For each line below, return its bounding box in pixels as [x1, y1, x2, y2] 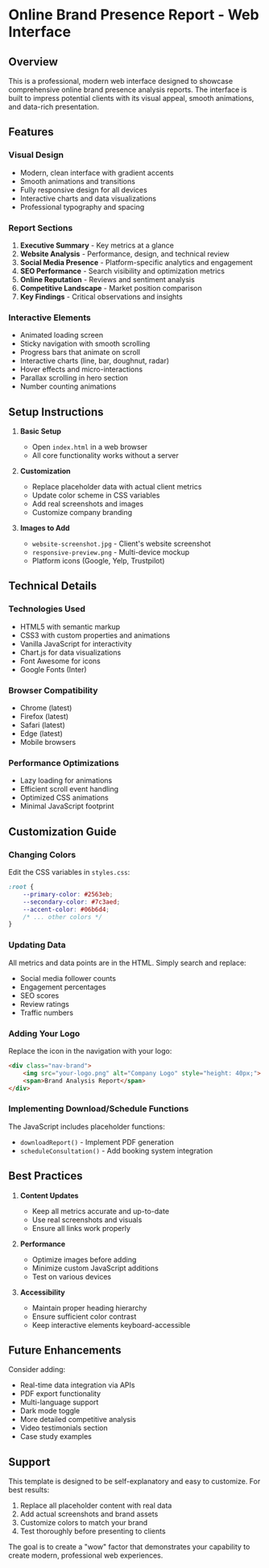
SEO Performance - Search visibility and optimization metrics [19, 266, 226, 276]
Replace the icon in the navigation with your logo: [8, 1046, 172, 1055]
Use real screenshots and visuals [31, 1215, 143, 1225]
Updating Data [8, 939, 66, 950]
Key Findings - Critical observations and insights [19, 292, 183, 302]
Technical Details [8, 579, 97, 593]
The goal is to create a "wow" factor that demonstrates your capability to [8, 1542, 250, 1552]
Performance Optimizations [8, 758, 119, 768]
